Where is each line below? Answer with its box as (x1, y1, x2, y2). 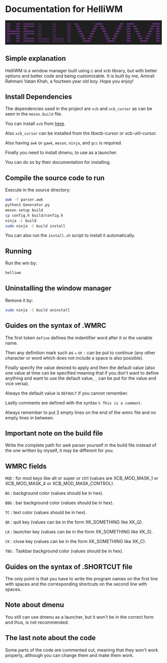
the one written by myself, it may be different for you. (5, 447, 114, 454)
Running (5, 247, 32, 255)
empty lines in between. (5, 414, 55, 420)
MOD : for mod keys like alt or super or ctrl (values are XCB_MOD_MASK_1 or (5, 475, 159, 481)
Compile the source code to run (5, 173, 105, 182)
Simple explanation (5, 54, 66, 63)
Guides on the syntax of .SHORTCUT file (5, 562, 133, 571)
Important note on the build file (5, 429, 103, 437)
